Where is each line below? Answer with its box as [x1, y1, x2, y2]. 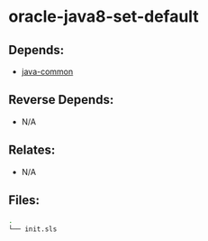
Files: [8, 192, 40, 209]
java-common [21, 66, 74, 77]
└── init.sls [8, 225, 58, 234]
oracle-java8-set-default [8, 6, 199, 27]
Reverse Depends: [8, 92, 114, 107]
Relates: [8, 143, 56, 158]
